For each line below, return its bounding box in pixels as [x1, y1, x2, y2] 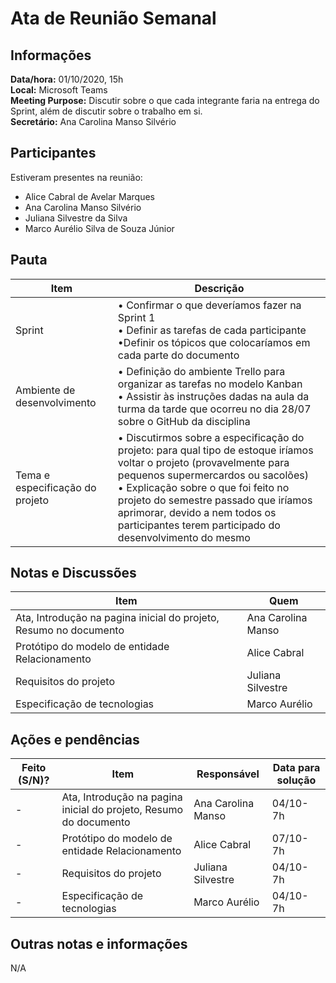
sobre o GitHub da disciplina [117, 414, 251, 428]
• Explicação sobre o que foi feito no [117, 480, 290, 494]
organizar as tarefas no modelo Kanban [117, 377, 303, 391]
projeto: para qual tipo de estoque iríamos [117, 443, 314, 457]
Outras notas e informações [10, 935, 188, 952]
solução [276, 773, 317, 787]
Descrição [194, 281, 245, 295]
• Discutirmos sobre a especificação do [117, 430, 305, 444]
